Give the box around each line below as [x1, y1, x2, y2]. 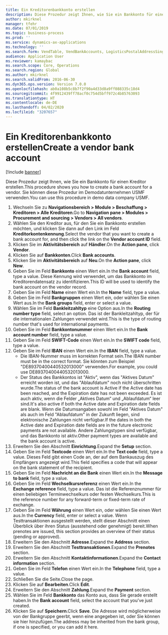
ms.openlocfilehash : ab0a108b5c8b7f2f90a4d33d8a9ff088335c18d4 [5, 86, 140, 91]
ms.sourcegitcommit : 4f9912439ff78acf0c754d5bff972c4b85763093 [5, 91, 140, 96]
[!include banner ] [5, 168, 41, 175]
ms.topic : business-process [5, 30, 64, 35]
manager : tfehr [5, 21, 37, 26]
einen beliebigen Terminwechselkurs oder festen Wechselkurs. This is [12, 491, 156, 497]
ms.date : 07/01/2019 [5, 26, 49, 31]
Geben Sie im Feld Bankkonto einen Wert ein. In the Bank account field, [12, 268, 160, 274]
